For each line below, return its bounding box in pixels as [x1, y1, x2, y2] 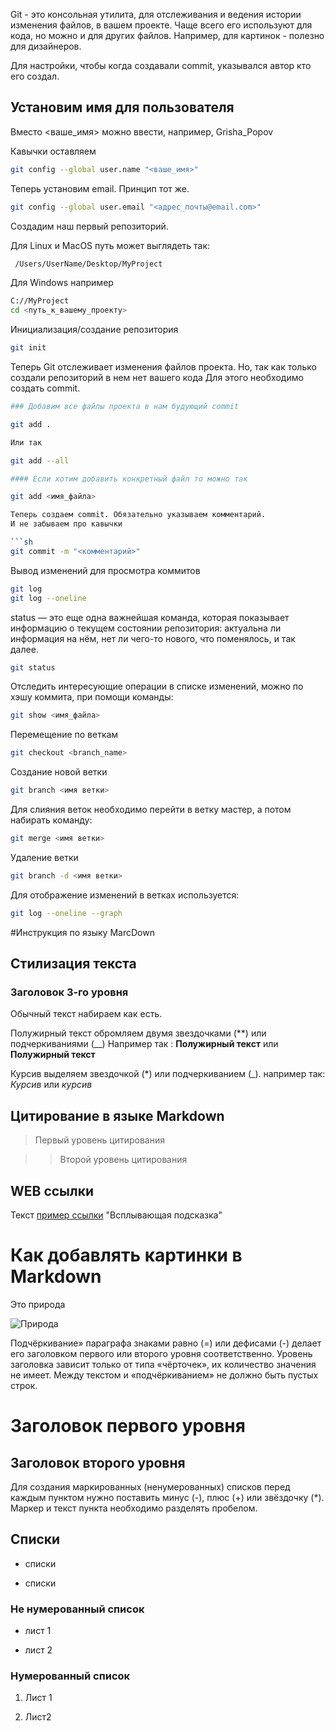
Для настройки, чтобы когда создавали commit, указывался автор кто [10, 60, 312, 71]
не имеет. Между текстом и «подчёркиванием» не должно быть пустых [10, 1369, 319, 1381]
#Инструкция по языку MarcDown [10, 926, 155, 938]
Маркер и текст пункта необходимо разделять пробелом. [10, 1502, 258, 1514]
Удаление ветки [10, 851, 79, 863]
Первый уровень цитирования [34, 1134, 165, 1146]
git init [10, 343, 47, 353]
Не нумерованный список [10, 1602, 145, 1616]
